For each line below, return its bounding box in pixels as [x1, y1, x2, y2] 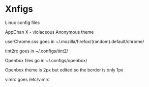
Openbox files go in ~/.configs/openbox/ [5, 57, 88, 63]
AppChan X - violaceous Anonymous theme [5, 29, 94, 35]
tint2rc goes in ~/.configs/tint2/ [5, 48, 68, 54]
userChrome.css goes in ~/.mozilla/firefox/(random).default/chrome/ [5, 38, 144, 44]
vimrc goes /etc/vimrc [5, 76, 50, 82]
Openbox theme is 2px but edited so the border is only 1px [5, 67, 123, 73]
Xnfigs [5, 3, 33, 15]
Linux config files [5, 20, 40, 25]
